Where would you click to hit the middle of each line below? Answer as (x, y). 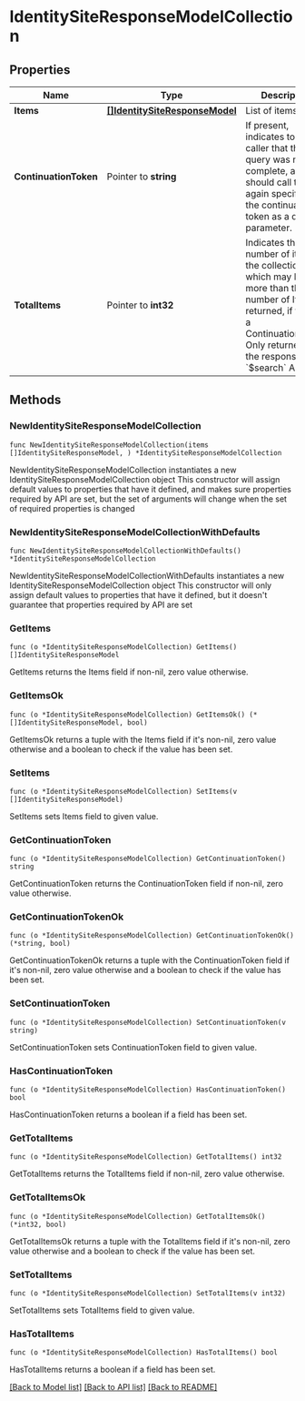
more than (267, 288)
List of (259, 111)
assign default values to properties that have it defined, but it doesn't (138, 594)
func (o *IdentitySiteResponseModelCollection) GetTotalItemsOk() (138, 1216)
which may (269, 277)
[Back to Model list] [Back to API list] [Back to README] (113, 1387)
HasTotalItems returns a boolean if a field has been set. (113, 1370)
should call (269, 182)
